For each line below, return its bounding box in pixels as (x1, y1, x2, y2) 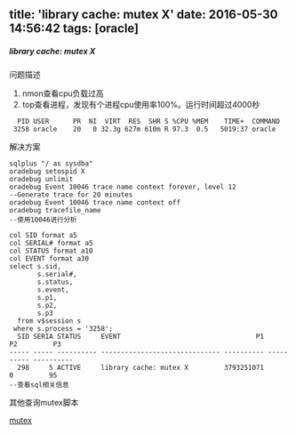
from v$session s (17, 317, 82, 325)
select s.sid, (9, 262, 62, 271)
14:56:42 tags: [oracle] (9, 21, 140, 36)
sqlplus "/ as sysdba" (9, 159, 93, 168)
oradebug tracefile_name (9, 206, 101, 215)
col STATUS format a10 (9, 246, 93, 256)
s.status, (36, 277, 74, 287)
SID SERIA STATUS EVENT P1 (17, 333, 265, 342)
